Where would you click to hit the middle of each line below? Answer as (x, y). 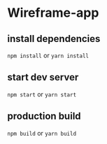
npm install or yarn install (48, 55)
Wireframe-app (53, 13)
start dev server (43, 77)
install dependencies (54, 39)
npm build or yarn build (42, 133)
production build (44, 116)
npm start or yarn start (42, 94)
